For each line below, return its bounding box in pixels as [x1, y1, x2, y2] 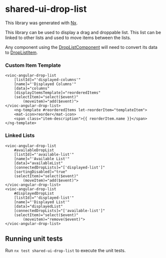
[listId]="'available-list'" [14, 152, 74, 157]
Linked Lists [5, 132, 35, 139]
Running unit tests [5, 234, 63, 243]
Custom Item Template [5, 62, 61, 69]
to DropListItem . [5, 49, 38, 55]
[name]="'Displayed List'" [14, 199, 70, 205]
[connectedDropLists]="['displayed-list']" [14, 165, 106, 170]
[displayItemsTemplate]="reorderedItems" [14, 90, 101, 95]
